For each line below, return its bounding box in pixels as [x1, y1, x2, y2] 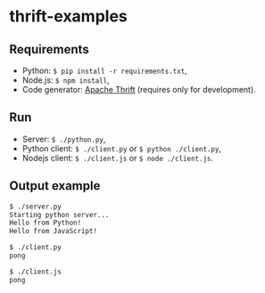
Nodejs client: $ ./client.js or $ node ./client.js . [21, 152, 214, 163]
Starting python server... [9, 210, 110, 219]
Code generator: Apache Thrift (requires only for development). [21, 85, 256, 94]
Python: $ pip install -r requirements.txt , [21, 65, 187, 76]
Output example [9, 178, 101, 193]
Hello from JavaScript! [9, 227, 98, 236]
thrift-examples [9, 6, 128, 27]
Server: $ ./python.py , [21, 134, 106, 144]
